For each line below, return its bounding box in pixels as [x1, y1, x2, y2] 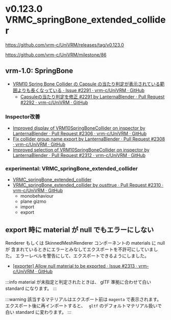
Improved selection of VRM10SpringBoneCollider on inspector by [12, 147, 150, 153]
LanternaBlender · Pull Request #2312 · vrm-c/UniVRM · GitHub [12, 152, 146, 159]
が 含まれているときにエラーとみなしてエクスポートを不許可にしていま [5, 246, 154, 252]
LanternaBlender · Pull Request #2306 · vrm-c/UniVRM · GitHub [12, 131, 147, 137]
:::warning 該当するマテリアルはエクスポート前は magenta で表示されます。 [5, 296, 162, 303]
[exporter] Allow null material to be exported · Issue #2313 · [12, 263, 138, 269]
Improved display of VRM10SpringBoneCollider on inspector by [12, 125, 145, 131]
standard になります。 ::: [5, 285, 57, 292]
